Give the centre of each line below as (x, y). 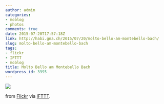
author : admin (20, 10)
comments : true (22, 29)
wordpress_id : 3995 (26, 72)
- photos (15, 24)
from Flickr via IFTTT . (28, 96)
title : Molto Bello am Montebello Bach (48, 67)
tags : (11, 48)
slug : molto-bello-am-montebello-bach (47, 44)
